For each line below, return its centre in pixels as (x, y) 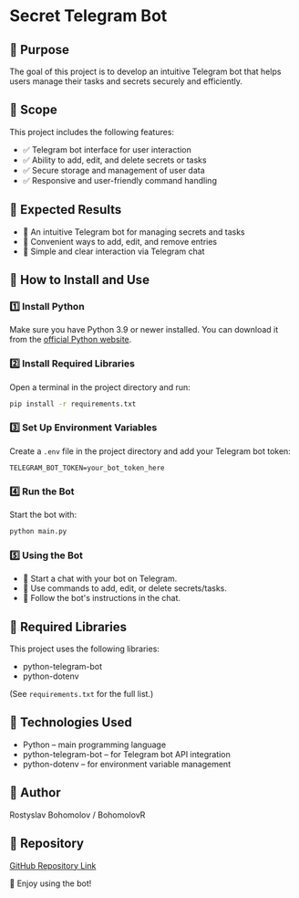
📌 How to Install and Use (80, 280)
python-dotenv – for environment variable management (126, 764)
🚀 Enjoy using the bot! (51, 883)
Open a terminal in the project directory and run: (100, 387)
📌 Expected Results (66, 210)
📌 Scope (33, 110)
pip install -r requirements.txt (73, 404)
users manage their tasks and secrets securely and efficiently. (126, 81)
